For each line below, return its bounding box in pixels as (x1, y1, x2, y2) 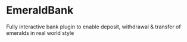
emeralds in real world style (6, 29, 74, 36)
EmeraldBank (6, 4, 74, 17)
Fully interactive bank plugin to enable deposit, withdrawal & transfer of (6, 23, 181, 30)
